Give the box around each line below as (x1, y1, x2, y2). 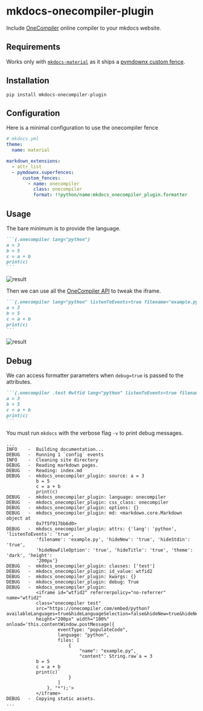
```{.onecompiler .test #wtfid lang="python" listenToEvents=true (6, 390, 177, 396)
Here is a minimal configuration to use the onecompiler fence (6, 124, 158, 132)
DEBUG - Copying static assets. (6, 695, 96, 701)
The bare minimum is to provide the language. (6, 224, 121, 232)
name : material (11, 147, 50, 153)
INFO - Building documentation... (6, 446, 104, 452)
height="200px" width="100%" (36, 616, 110, 622)
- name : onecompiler (28, 181, 80, 187)
